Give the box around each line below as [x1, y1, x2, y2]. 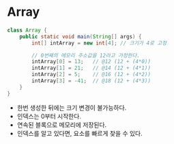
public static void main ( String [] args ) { [19, 33, 142, 40]
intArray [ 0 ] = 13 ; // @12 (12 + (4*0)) [31, 58, 151, 65]
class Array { [7, 27, 48, 34]
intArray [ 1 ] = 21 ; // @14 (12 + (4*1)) [31, 64, 151, 72]
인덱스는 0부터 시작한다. [16, 112, 82, 120]
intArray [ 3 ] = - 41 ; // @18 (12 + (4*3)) [31, 77, 151, 84]
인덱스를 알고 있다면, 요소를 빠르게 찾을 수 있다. [16, 129, 143, 137]
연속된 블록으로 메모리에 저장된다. [16, 121, 107, 129]
